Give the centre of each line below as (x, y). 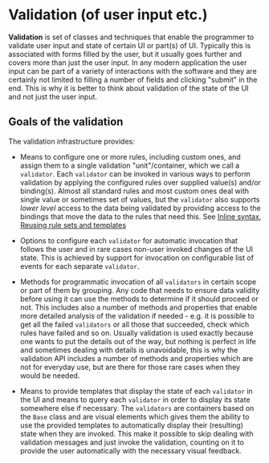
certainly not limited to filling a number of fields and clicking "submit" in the (133, 79)
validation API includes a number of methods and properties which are (137, 358)
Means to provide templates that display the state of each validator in (136, 391)
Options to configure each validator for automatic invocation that (129, 240)
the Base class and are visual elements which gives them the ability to (134, 416)
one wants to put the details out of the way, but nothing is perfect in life (138, 341)
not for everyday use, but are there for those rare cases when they (130, 367)
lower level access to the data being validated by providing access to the (140, 208)
